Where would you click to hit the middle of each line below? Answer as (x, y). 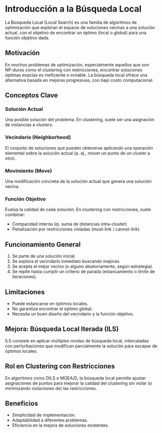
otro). (10, 158)
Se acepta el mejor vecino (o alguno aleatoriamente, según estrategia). (83, 266)
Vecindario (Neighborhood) (38, 138)
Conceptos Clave (31, 95)
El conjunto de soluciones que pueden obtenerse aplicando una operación (79, 148)
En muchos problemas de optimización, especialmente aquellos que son (77, 64)
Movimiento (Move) (29, 170)
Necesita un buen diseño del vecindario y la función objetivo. (73, 314)
